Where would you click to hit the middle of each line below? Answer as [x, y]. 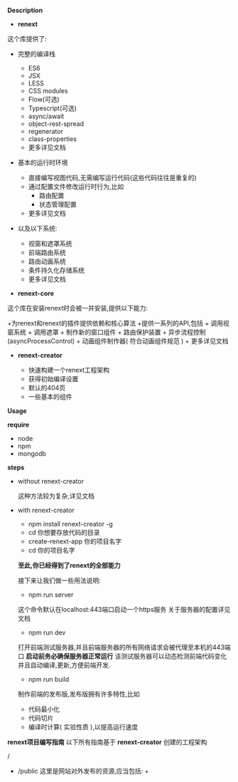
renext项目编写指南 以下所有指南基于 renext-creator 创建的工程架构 [107, 742]
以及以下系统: [37, 228]
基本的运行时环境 [43, 162]
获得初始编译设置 [53, 379]
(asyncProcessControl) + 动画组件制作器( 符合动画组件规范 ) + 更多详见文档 [118, 341]
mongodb [32, 454]
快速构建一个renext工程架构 [69, 370]
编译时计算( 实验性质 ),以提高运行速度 [83, 727]
